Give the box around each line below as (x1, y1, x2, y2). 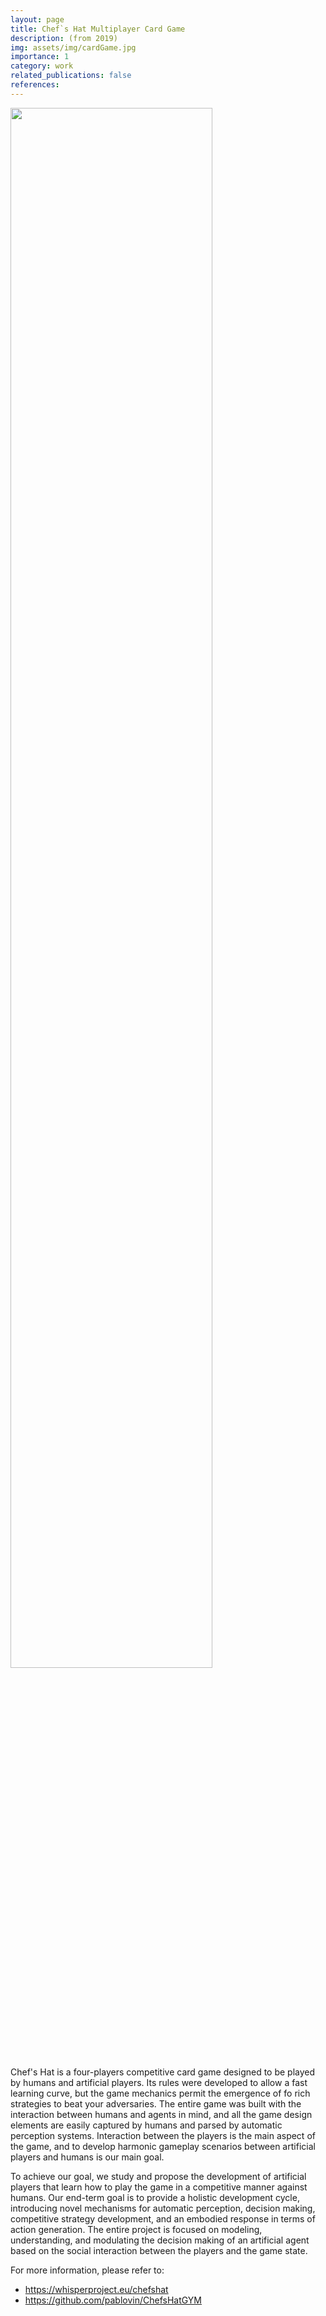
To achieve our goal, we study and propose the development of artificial (10, 2170, 307, 2182)
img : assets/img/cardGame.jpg (10, 42, 137, 53)
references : (10, 80, 60, 90)
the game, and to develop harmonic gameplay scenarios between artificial (10, 2140, 316, 2152)
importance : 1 (10, 52, 70, 62)
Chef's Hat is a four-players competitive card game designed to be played (10, 2066, 316, 2078)
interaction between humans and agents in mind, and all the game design (10, 2108, 313, 2120)
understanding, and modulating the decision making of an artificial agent (10, 2234, 310, 2246)
